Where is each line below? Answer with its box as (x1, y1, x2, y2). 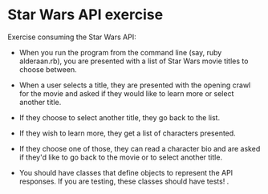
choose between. (18, 64, 77, 74)
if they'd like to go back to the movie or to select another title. (18, 152, 222, 162)
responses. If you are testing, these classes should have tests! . (18, 176, 229, 186)
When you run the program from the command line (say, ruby (18, 47, 222, 57)
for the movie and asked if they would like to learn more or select (18, 88, 234, 98)
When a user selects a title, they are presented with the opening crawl (18, 80, 251, 90)
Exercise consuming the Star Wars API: (7, 32, 137, 42)
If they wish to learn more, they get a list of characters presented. (18, 128, 236, 138)
